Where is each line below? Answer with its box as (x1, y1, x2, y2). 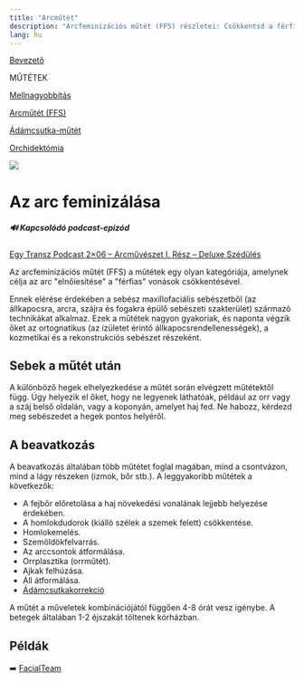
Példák (9, 638, 50, 653)
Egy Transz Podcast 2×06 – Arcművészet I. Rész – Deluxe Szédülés (9, 248, 261, 259)
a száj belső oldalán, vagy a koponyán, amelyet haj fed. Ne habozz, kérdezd (9, 401, 292, 412)
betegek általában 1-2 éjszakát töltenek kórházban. (9, 612, 200, 623)
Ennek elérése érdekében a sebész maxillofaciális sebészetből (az (9, 293, 257, 304)
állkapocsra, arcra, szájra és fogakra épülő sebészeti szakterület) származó (9, 303, 291, 313)
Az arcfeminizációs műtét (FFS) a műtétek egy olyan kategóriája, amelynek (9, 266, 289, 277)
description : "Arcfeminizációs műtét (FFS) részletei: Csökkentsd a (9, 22, 273, 31)
